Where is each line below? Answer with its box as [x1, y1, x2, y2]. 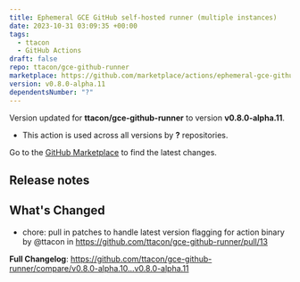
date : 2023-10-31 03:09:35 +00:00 [9, 21, 138, 30]
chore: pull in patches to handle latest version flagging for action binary [21, 227, 286, 237]
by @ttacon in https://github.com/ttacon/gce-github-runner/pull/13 [21, 236, 268, 246]
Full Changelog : [9, 253, 69, 264]
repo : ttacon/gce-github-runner [9, 63, 129, 72]
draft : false [9, 54, 58, 63]
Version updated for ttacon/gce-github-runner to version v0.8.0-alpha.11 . [9, 112, 286, 123]
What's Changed [9, 203, 105, 219]
